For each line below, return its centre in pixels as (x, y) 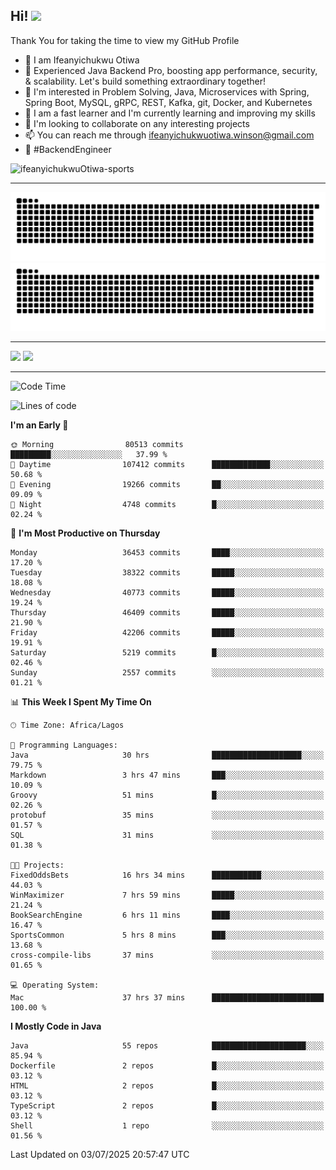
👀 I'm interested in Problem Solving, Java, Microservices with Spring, (167, 91)
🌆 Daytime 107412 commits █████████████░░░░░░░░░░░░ (167, 465)
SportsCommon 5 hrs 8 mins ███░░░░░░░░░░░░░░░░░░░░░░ (167, 935)
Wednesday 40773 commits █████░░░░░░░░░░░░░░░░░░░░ (167, 593)
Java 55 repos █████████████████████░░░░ (167, 1046)
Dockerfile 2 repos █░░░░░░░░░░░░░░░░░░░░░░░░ (167, 1066)
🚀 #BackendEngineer (68, 149)
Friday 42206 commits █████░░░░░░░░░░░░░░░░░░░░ (167, 633)
